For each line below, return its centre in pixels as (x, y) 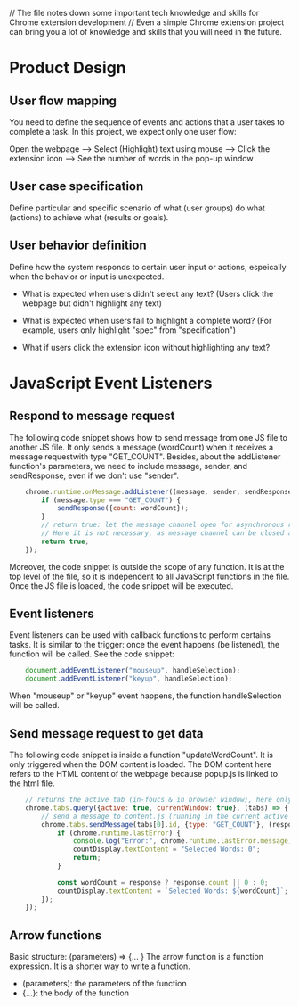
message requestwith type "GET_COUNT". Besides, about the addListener (145, 456)
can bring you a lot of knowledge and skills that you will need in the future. (145, 32)
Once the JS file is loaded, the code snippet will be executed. (121, 586)
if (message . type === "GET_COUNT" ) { (111, 500)
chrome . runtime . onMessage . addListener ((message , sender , (133, 491)
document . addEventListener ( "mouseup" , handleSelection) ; (133, 671)
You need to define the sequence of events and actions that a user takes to (147, 122)
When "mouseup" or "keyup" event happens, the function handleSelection (145, 696)
